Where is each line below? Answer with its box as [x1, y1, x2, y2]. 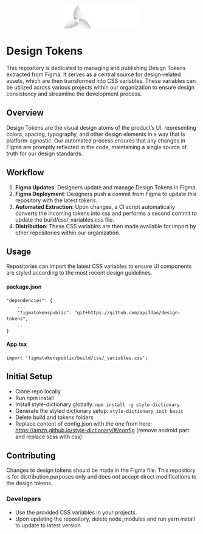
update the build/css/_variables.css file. [15, 216, 114, 223]
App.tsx [6, 340, 27, 348]
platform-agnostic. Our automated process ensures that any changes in [6, 136, 185, 144]
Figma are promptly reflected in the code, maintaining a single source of [6, 143, 187, 150]
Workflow [6, 167, 44, 178]
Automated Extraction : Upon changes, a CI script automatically [15, 203, 175, 210]
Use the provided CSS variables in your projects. [15, 508, 137, 516]
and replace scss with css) [15, 433, 83, 440]
